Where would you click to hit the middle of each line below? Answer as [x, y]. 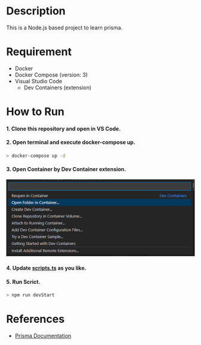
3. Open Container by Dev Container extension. [66, 170]
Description [36, 11]
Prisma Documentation [43, 335]
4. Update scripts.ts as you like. [46, 268]
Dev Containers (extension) [57, 87]
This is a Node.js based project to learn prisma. [64, 28]
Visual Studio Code [39, 81]
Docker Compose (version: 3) [51, 75]
